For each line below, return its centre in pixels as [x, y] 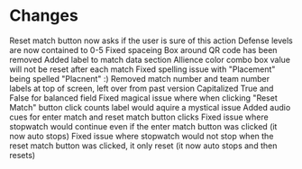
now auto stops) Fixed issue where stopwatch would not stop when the [142, 136]
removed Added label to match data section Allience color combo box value [150, 59]
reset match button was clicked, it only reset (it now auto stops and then [143, 146]
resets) [23, 155]
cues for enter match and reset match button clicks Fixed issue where [139, 117]
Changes [44, 16]
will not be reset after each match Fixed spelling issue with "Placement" [142, 69]
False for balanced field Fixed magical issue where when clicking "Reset [143, 98]
